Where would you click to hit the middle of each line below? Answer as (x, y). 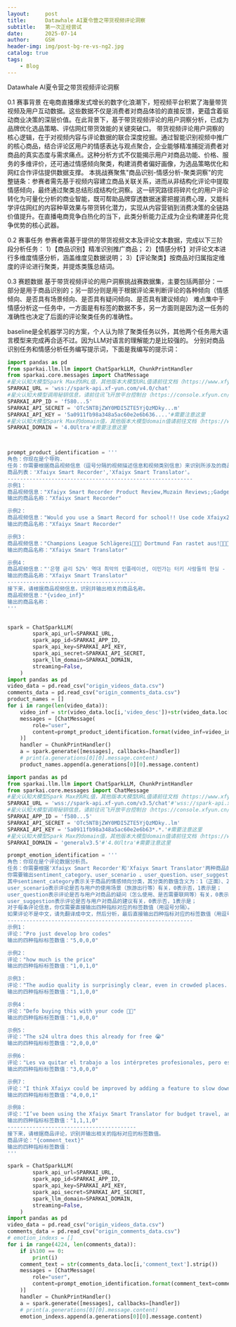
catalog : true (28, 53)
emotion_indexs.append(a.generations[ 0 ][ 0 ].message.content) (111, 1316)
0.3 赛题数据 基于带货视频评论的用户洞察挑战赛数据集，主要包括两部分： (112, 281)
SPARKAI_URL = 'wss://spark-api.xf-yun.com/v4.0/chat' (89, 389)
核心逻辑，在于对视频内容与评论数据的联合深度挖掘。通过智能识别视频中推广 (118, 137)
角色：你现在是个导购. (35, 459)
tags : (15, 60)
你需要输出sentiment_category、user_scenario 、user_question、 (99, 875)
